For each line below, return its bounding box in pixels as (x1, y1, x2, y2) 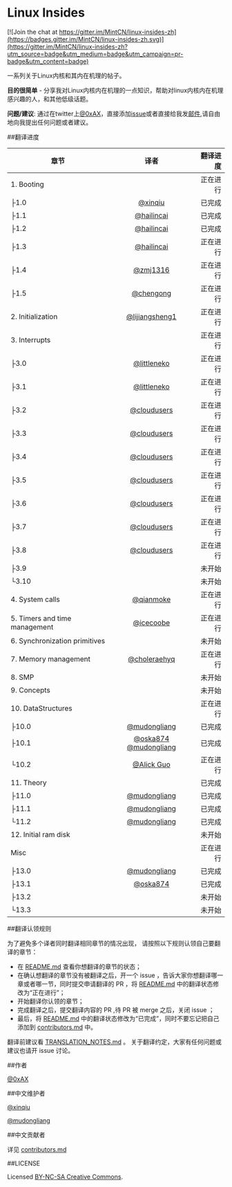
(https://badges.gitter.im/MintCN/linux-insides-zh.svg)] (7, 35, 164, 43)
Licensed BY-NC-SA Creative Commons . (7, 1172, 123, 1181)
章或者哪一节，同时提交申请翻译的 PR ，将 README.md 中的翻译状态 (17, 979, 213, 988)
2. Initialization (10, 311, 58, 321)
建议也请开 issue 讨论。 (7, 1046, 75, 1054)
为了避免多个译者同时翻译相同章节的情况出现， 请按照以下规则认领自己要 (7, 939, 215, 947)
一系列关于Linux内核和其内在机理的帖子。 (7, 71, 126, 80)
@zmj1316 (133, 265, 170, 275)
